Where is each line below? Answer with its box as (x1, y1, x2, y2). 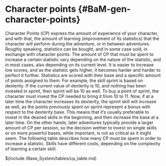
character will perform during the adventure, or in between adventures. (5, 41, 151, 46)
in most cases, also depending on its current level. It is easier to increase (5, 62, 154, 68)
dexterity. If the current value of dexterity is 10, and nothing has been (5, 83, 146, 88)
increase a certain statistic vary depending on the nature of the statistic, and (5, 56, 161, 62)
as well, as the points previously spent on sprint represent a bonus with (5, 104, 151, 110)
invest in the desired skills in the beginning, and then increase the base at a (5, 114, 159, 120)
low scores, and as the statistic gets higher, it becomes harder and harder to (5, 67, 161, 73)
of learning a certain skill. (5, 146, 57, 152)
